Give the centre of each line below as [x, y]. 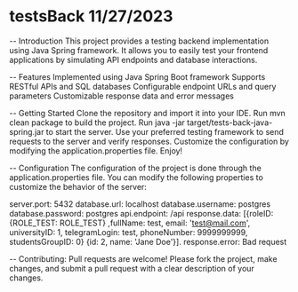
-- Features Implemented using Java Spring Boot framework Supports [137, 76]
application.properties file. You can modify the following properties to [137, 177]
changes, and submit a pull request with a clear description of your [132, 268]
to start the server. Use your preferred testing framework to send [165, 131]
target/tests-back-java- [230, 122]
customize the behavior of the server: [78, 186]
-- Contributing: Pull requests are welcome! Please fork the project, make [143, 258]
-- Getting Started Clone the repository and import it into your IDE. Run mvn [148, 113]
